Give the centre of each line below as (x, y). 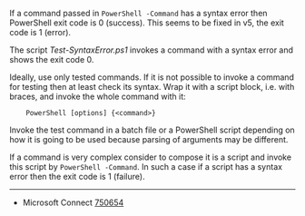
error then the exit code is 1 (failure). (77, 177)
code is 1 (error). (40, 32)
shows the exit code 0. (52, 59)
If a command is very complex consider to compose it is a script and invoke (151, 157)
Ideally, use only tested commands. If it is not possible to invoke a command (152, 77)
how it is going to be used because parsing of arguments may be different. (149, 139)
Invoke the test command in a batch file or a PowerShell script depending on (152, 130)
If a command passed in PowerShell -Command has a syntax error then (138, 13)
